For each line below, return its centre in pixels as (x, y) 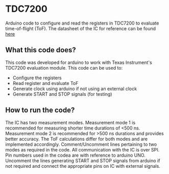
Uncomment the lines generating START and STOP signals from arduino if (83, 160)
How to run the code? (40, 110)
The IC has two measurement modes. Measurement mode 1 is (70, 122)
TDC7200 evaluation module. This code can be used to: (64, 68)
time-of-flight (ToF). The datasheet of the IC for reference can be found (81, 28)
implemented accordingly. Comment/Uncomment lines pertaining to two (81, 144)
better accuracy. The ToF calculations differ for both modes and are (77, 139)
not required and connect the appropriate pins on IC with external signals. (83, 166)
